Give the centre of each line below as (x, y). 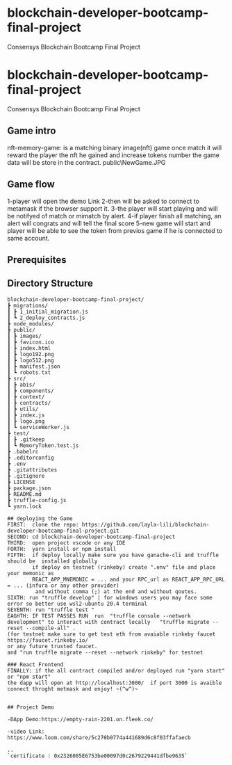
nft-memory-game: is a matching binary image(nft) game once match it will (115, 147)
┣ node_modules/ (31, 324)
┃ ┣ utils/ (23, 409)
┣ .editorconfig (31, 458)
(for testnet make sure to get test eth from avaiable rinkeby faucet (111, 634)
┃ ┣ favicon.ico (31, 342)
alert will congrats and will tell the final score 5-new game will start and (109, 223)
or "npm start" (29, 677)
